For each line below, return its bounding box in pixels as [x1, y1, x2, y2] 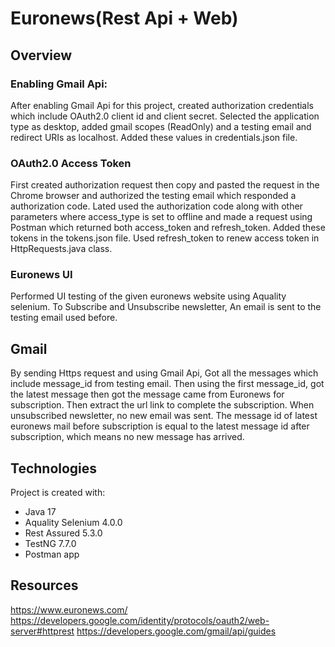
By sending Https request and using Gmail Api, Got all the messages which [10, 367, 319, 379]
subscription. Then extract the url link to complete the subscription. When [10, 399, 315, 411]
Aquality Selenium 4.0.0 [24, 517, 123, 529]
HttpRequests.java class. [10, 243, 113, 255]
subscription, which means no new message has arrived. [10, 431, 245, 443]
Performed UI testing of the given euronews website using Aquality [10, 290, 287, 302]
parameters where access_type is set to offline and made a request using [10, 211, 313, 223]
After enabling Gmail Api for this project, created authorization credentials [10, 99, 315, 111]
